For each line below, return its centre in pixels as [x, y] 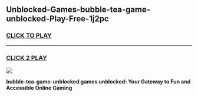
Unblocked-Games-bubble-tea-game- [78, 10]
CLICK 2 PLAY [27, 58]
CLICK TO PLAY [29, 36]
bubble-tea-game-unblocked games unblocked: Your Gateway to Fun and [98, 81]
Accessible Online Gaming [39, 88]
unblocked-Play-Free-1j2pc [57, 19]
